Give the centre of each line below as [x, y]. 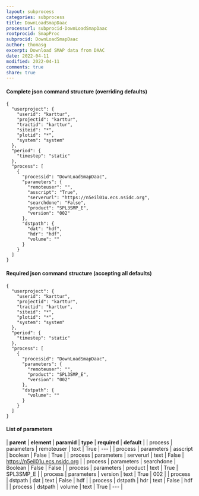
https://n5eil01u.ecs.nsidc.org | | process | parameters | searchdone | [91, 461]
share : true [21, 73]
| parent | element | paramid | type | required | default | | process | [89, 442]
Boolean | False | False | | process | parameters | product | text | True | [92, 467]
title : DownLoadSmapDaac [37, 23]
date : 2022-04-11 [28, 56]
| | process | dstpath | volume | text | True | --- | [64, 486]
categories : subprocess [36, 17]
